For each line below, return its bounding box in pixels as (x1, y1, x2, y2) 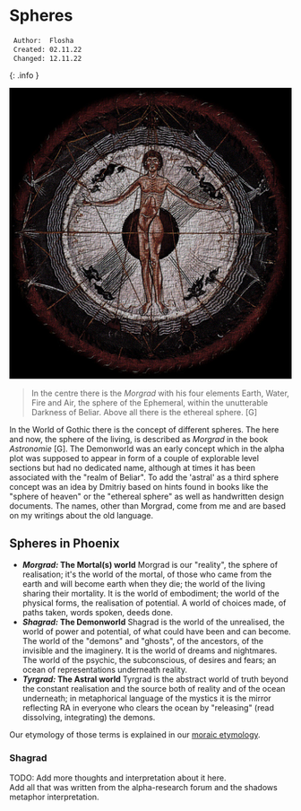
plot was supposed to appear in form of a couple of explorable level (9, 452, 260, 463)
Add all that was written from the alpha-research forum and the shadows (9, 781, 278, 792)
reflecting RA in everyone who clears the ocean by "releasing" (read (21, 702, 275, 713)
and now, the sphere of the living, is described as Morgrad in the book (9, 433, 269, 444)
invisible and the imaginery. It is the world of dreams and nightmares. (21, 645, 278, 656)
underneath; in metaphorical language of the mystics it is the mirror (21, 693, 271, 704)
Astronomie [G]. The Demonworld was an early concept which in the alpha (9, 443, 285, 454)
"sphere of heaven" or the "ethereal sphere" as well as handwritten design (9, 491, 285, 501)
